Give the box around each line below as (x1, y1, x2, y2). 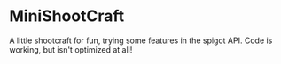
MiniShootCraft (9, 6, 125, 26)
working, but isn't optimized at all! (9, 44, 133, 54)
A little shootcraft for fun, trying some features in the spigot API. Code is (9, 35, 273, 46)
